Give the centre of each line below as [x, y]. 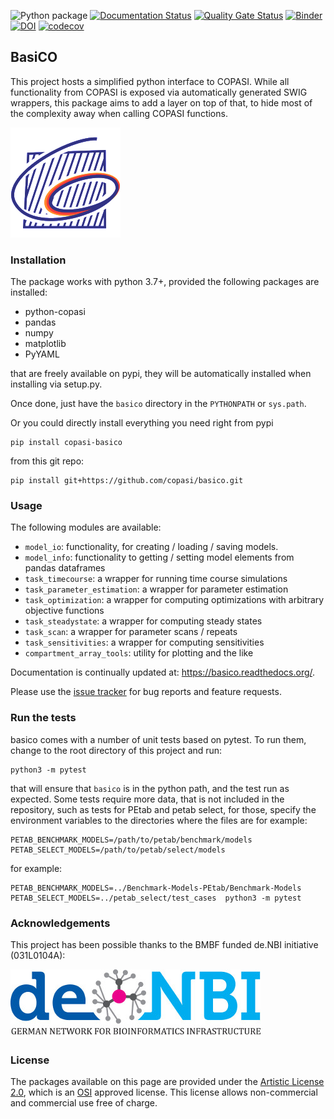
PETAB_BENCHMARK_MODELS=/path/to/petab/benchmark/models [131, 840]
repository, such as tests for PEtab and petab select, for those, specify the [163, 809]
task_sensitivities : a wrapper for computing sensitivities [144, 642]
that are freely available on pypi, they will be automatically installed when [161, 374]
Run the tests [43, 718]
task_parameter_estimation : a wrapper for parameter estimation [156, 589]
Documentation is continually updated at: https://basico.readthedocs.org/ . [163, 672]
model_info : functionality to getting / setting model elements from [159, 557]
